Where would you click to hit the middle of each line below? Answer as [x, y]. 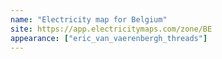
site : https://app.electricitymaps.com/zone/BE [111, 29]
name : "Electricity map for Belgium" [89, 19]
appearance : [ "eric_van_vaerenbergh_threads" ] [109, 38]
